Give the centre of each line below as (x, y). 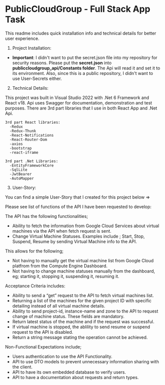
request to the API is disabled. (43, 332)
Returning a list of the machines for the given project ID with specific (82, 300)
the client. (22, 367)
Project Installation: (32, 48)
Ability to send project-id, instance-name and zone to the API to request (85, 311)
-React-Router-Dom (29, 140)
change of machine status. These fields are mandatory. (68, 316)
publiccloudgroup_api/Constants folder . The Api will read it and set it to (86, 68)
